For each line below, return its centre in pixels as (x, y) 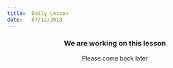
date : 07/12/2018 (35, 20)
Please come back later (115, 58)
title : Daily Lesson (38, 13)
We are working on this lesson (115, 44)
